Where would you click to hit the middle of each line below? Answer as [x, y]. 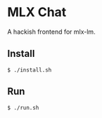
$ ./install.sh [30, 70]
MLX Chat [37, 12]
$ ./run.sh [23, 107]
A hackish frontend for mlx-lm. [52, 32]
